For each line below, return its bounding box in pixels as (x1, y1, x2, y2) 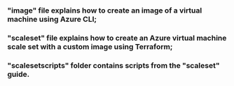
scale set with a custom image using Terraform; (7, 41, 173, 51)
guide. (7, 69, 30, 79)
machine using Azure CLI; (7, 14, 97, 24)
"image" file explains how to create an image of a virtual (7, 6, 202, 15)
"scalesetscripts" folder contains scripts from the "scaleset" (7, 60, 220, 70)
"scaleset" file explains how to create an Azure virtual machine (7, 33, 227, 43)
